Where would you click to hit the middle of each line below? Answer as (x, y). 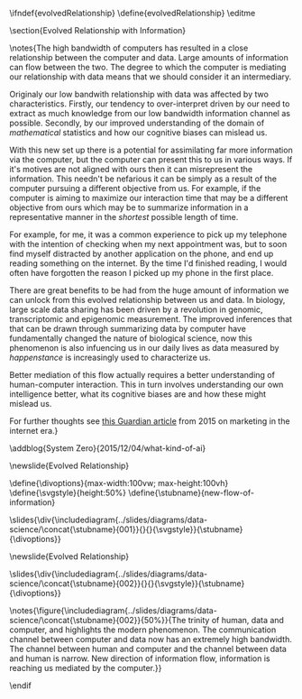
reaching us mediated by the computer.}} (86, 668)
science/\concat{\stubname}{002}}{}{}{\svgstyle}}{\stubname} (127, 584)
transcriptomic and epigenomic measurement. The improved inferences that (151, 319)
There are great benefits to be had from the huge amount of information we (150, 290)
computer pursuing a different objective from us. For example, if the (135, 188)
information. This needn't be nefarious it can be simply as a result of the (143, 179)
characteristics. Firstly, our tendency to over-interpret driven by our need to (150, 104)
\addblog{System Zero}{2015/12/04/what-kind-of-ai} (108, 448)
